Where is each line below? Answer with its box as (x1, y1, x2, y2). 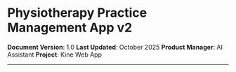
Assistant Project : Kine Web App (7, 50, 102, 59)
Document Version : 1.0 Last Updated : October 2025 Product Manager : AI (7, 43, 223, 51)
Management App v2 (7, 20, 133, 36)
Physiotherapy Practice (7, 5, 147, 21)
